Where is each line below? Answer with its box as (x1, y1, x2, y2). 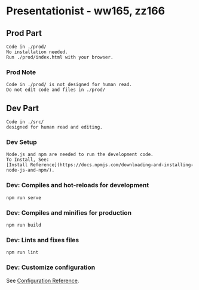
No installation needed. (6, 49, 68, 55)
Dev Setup (6, 138, 37, 146)
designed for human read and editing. (6, 124, 103, 130)
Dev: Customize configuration (6, 263, 96, 271)
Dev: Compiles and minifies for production (6, 208, 132, 216)
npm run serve (6, 194, 42, 201)
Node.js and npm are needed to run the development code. (6, 151, 154, 158)
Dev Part (6, 103, 39, 113)
